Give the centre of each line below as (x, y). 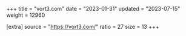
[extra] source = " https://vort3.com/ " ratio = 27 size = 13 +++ (83, 27)
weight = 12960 (26, 15)
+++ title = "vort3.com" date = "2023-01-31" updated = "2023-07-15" (93, 9)
